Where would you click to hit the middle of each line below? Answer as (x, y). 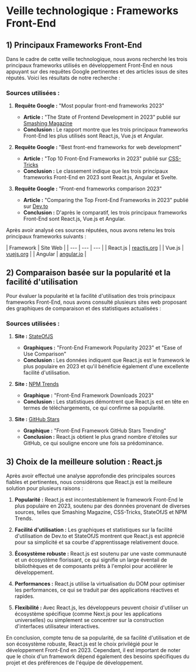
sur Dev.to (36, 206)
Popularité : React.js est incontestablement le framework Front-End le (99, 500)
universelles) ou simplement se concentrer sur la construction (89, 620)
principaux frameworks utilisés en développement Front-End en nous (90, 65)
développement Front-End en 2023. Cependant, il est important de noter (93, 650)
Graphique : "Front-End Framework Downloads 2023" (88, 395)
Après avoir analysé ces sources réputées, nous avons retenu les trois (91, 230)
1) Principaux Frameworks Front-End (74, 45)
